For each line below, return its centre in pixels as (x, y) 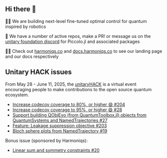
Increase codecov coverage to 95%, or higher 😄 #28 (67, 110)
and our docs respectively (32, 56)
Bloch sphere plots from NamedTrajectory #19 (60, 131)
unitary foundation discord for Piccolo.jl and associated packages (73, 41)
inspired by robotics (26, 26)
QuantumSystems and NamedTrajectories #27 (60, 120)
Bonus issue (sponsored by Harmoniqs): (47, 141)
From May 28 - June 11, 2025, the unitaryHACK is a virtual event (71, 84)
